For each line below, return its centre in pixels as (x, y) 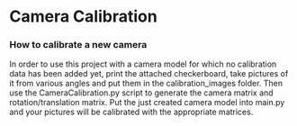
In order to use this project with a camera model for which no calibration (143, 64)
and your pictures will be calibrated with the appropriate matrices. (131, 112)
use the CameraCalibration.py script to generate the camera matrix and (141, 93)
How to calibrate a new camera (78, 45)
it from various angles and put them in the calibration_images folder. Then (146, 84)
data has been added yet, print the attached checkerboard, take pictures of (149, 74)
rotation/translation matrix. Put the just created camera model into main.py (147, 103)
